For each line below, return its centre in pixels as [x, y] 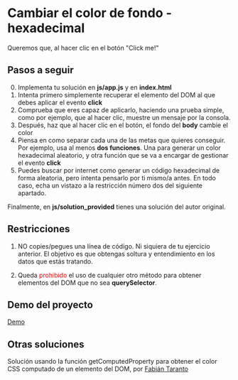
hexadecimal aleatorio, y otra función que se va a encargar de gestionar [123, 155]
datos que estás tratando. [55, 261]
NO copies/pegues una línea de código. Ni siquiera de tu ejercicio [114, 246]
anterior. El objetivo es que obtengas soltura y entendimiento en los [116, 254]
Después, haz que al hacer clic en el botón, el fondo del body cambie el [123, 125]
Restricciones [39, 229]
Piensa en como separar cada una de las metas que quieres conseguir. [121, 140]
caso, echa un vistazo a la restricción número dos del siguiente [110, 185]
